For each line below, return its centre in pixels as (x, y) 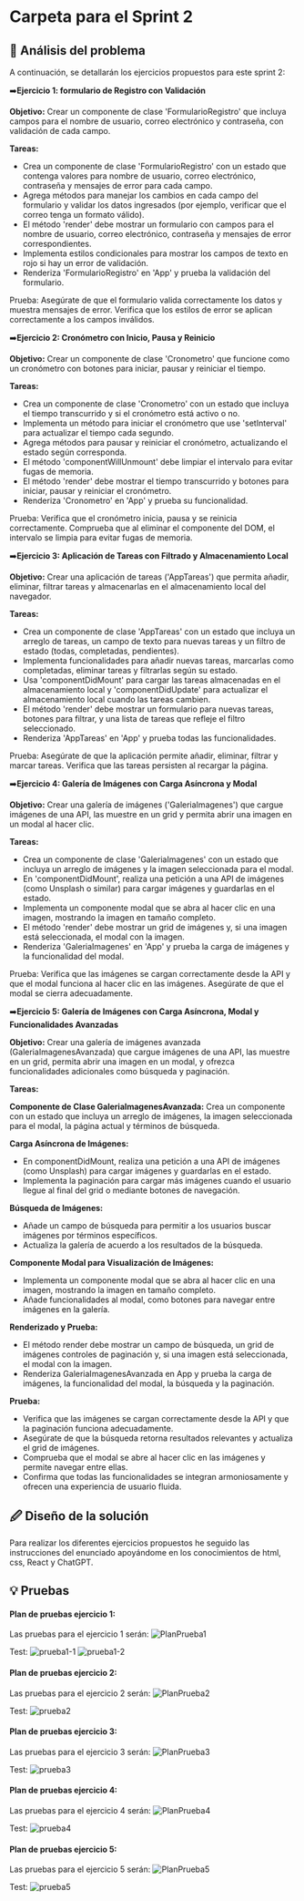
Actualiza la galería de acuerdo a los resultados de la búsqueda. (142, 1245)
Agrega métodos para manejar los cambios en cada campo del (140, 195)
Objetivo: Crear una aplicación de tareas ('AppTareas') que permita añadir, (149, 577)
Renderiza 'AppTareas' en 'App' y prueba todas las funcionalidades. (149, 738)
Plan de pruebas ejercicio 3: (63, 1731)
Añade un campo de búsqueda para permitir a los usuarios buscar (147, 1226)
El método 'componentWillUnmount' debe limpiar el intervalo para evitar (157, 462)
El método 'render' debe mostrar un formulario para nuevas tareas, (148, 709)
